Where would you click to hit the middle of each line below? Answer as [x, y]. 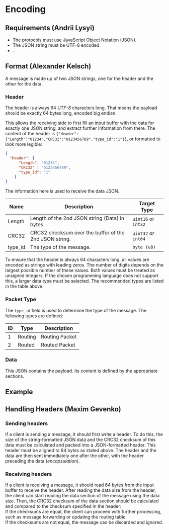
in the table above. [24, 286]
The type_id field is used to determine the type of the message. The [76, 310]
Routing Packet [59, 336]
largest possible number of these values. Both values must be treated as [80, 271]
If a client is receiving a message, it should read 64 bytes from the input [80, 485]
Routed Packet [58, 344]
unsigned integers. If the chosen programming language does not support [82, 276]
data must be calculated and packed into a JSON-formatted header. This [80, 445]
